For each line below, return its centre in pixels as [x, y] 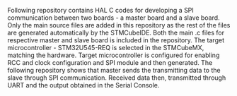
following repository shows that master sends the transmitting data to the [114, 70]
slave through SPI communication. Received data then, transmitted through [117, 78]
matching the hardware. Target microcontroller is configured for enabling [114, 55]
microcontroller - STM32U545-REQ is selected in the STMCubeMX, [106, 48]
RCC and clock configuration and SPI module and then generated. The [110, 62]
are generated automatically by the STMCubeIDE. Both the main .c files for [116, 32]
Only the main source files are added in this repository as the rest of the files [119, 25]
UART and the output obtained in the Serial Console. [83, 85]
